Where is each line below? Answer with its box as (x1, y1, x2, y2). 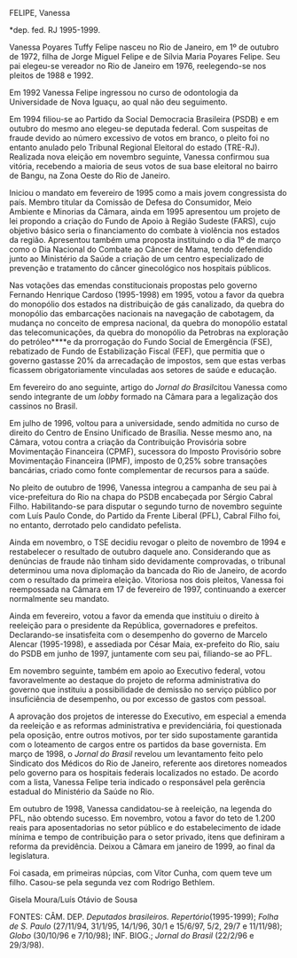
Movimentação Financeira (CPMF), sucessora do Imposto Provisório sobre (9, 447, 282, 456)
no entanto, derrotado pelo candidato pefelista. (9, 520, 182, 530)
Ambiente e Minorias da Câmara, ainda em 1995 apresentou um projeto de (9, 206, 281, 216)
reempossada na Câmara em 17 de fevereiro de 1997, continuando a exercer (9, 584, 286, 595)
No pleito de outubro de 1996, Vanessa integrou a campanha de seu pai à (9, 482, 277, 493)
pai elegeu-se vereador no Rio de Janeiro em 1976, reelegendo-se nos (9, 61, 267, 71)
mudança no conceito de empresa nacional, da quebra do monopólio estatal (9, 318, 288, 328)
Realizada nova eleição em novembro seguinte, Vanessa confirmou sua (9, 152, 270, 162)
